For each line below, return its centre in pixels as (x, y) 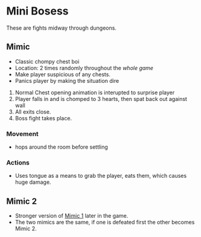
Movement (23, 134)
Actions (18, 163)
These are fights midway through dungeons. (61, 28)
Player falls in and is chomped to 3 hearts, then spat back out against (101, 99)
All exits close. (33, 112)
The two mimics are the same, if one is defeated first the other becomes (105, 222)
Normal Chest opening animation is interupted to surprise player (95, 93)
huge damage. (33, 182)
